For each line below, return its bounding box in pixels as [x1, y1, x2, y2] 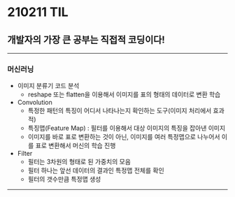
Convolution [17, 98, 52, 107]
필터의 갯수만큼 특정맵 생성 [27, 175, 101, 184]
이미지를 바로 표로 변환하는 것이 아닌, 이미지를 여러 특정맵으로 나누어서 [27, 133, 220, 141]
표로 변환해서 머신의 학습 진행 [35, 141, 116, 150]
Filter [17, 149, 33, 158]
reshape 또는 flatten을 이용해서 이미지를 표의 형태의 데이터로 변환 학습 [27, 90, 221, 98]
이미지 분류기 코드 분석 [17, 82, 80, 90]
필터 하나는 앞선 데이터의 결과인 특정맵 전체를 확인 [27, 166, 164, 175]
